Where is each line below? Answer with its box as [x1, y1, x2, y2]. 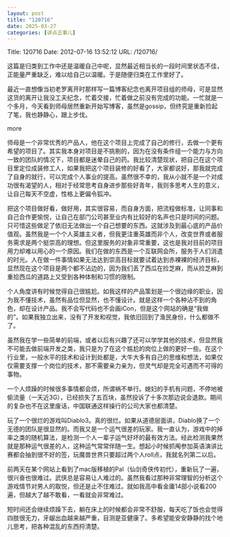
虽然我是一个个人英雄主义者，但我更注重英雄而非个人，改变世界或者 [25, 230, 217, 238]
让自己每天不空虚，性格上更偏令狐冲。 [7, 189, 115, 198]
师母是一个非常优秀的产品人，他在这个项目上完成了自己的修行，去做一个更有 [7, 138, 223, 147]
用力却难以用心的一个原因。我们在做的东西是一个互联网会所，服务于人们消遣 [7, 247, 223, 255]
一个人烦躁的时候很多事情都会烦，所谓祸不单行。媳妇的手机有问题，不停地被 [7, 384, 223, 393]
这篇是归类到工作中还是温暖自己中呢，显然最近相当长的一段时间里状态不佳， [7, 62, 223, 70]
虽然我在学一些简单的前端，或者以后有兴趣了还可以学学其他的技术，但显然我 [7, 336, 223, 344]
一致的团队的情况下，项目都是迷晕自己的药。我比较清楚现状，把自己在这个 [7, 155, 217, 164]
